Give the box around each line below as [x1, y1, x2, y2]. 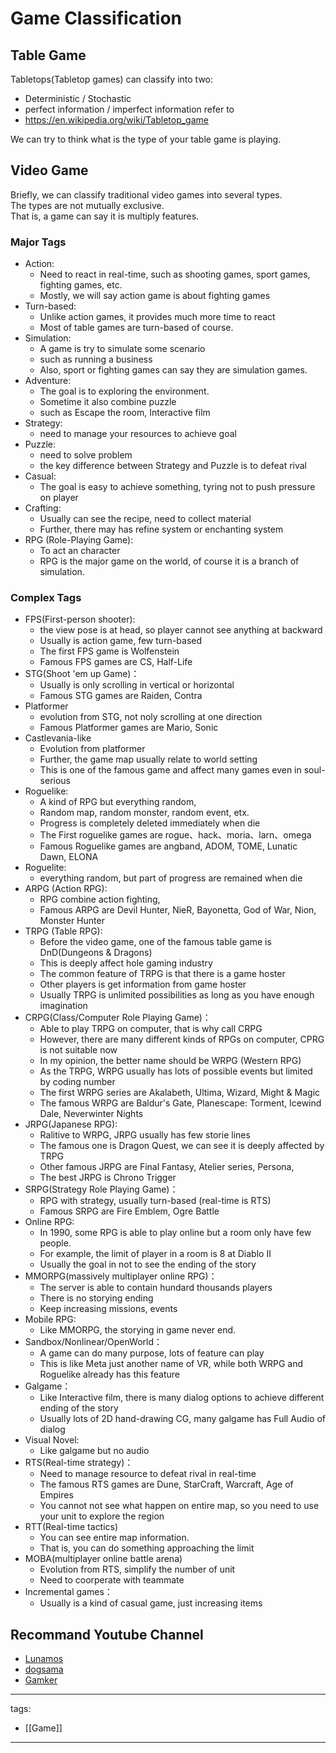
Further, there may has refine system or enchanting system [39, 523, 284, 536]
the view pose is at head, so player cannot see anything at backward [39, 624, 323, 636]
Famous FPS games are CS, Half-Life [39, 656, 193, 668]
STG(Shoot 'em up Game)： [24, 668, 140, 680]
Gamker [24, 1674, 58, 1686]
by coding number [39, 1076, 116, 1088]
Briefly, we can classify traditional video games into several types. [10, 188, 283, 201]
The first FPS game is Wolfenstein [39, 645, 180, 657]
